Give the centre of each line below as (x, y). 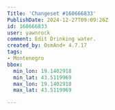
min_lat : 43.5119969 (42, 77)
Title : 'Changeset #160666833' (52, 13)
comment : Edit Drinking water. (52, 39)
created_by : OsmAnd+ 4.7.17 (47, 45)
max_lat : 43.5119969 (42, 90)
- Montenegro (26, 58)
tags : (15, 52)
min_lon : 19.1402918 (42, 71)
